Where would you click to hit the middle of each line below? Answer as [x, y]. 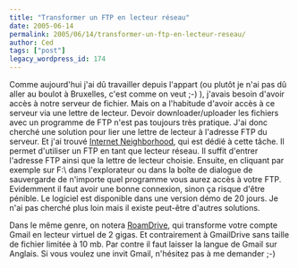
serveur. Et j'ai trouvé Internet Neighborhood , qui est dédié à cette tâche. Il [147, 141]
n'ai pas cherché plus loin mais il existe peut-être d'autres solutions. [135, 208]
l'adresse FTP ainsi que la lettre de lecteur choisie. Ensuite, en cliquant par [147, 160]
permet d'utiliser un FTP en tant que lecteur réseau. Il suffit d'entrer [134, 151]
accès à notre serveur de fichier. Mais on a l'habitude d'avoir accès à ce [142, 103]
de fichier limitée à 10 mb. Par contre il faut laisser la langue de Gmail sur [143, 244]
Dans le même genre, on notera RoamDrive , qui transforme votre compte [144, 225]
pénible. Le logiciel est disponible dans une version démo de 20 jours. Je [144, 198]
